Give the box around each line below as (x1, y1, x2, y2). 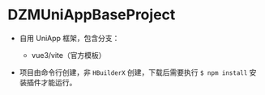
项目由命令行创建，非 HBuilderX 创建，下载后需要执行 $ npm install (19, 67, 248, 77)
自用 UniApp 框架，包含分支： (19, 33, 120, 43)
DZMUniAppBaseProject (7, 6, 176, 24)
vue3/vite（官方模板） (31, 50, 106, 60)
